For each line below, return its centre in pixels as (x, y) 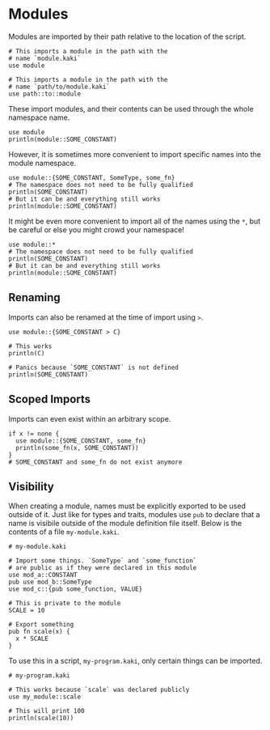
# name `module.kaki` (45, 58)
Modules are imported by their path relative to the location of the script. (127, 36)
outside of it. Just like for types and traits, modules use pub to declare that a (134, 515)
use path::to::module (45, 94)
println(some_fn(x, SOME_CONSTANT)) (77, 448)
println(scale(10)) (41, 718)
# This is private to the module (65, 604)
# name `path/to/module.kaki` (59, 87)
